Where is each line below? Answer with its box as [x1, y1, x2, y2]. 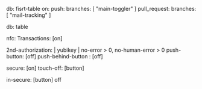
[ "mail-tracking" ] [6, 11, 51, 19]
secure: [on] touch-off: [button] [6, 64, 84, 72]
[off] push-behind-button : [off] [25, 53, 104, 60]
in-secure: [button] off [6, 76, 62, 83]
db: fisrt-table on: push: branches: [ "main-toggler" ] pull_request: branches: [6, 5, 197, 12]
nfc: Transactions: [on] [6, 35, 63, 41]
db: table [6, 23, 28, 30]
